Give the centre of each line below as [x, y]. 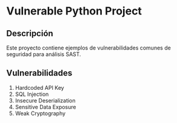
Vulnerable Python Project [74, 11]
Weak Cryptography [40, 113]
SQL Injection [32, 94]
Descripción [30, 33]
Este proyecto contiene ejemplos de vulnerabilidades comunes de [88, 48]
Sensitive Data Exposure [45, 107]
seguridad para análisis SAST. [44, 54]
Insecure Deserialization [45, 100]
